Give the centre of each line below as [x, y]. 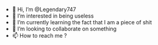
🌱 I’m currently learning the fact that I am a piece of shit [82, 22]
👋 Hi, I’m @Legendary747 [44, 9]
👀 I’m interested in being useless [53, 16]
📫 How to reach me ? [39, 36]
